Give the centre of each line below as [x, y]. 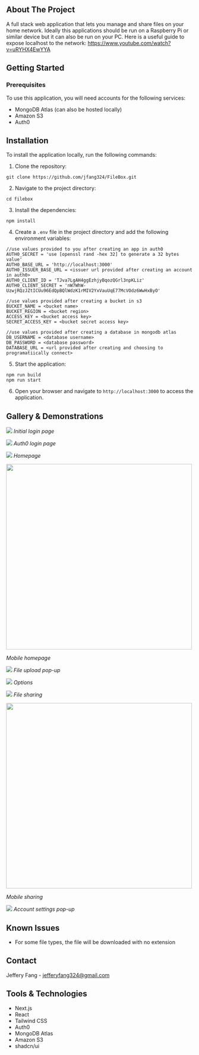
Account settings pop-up [44, 909]
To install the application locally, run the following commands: [82, 155]
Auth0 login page [35, 443]
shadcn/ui [27, 1046]
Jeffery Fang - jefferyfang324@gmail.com [58, 975]
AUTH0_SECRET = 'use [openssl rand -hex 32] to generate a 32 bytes [93, 255]
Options [23, 683]
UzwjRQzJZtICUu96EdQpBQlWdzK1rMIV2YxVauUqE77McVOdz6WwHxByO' [83, 291]
